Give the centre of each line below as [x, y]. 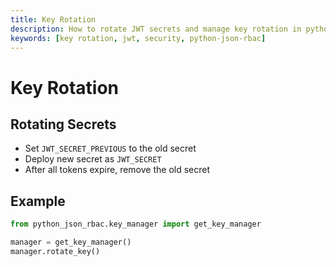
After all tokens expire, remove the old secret [117, 170]
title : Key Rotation [53, 19]
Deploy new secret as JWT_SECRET [93, 159]
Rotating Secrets [63, 124]
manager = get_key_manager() [71, 242]
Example [38, 201]
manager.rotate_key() [55, 251]
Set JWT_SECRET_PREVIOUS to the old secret [110, 148]
